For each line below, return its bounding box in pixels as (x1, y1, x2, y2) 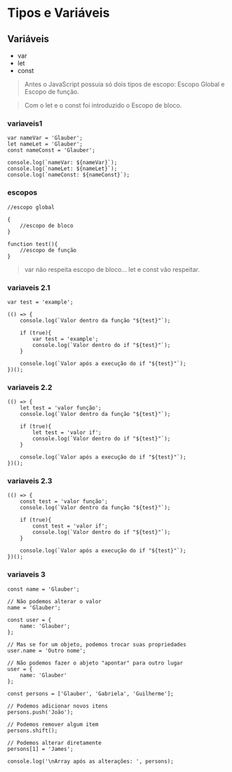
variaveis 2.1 (7, 282, 50, 292)
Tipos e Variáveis (7, 5, 110, 21)
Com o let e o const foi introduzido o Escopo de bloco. (24, 101, 182, 110)
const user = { (7, 616, 52, 623)
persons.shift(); (7, 727, 58, 734)
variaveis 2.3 (7, 476, 53, 486)
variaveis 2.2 (7, 382, 53, 392)
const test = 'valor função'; (20, 498, 109, 505)
